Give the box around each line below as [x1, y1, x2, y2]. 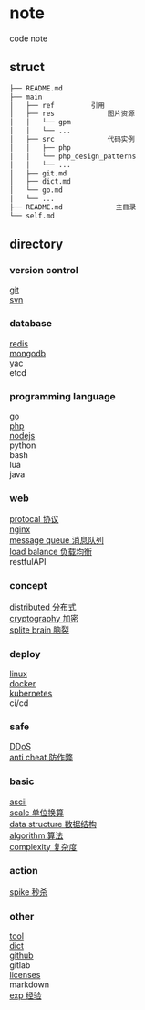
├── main [9, 92, 43, 101]
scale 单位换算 [9, 807, 64, 818]
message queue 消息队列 [9, 535, 105, 546]
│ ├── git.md [9, 168, 67, 178]
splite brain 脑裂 [9, 624, 70, 635]
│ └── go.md [9, 186, 64, 195]
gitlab [9, 960, 31, 971]
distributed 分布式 [9, 601, 77, 612]
